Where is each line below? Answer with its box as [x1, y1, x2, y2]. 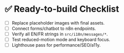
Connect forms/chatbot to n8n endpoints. [11, 26, 96, 31]
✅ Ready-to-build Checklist [4, 3, 119, 15]
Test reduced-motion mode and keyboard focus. [11, 37, 110, 43]
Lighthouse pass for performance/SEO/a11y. [11, 42, 101, 48]
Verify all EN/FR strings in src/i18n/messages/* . [11, 31, 108, 37]
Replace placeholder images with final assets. [11, 20, 105, 26]
